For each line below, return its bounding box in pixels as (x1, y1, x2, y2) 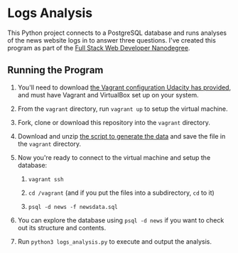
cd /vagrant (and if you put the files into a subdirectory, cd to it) (28, 188, 215, 197)
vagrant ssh (28, 176, 64, 183)
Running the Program (7, 64, 104, 76)
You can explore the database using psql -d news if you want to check (17, 215, 225, 225)
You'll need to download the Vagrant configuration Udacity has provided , (17, 83, 232, 92)
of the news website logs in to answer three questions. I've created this (7, 36, 217, 44)
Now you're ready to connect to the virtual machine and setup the (17, 153, 211, 161)
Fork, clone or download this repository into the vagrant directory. (17, 118, 211, 126)
